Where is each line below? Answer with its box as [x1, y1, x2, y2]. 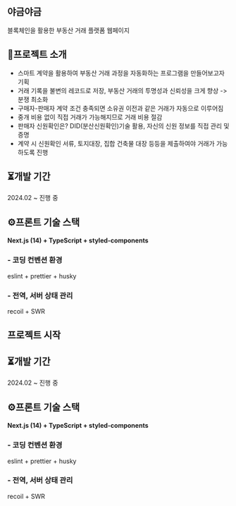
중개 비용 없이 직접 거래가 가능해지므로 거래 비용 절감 [17, 113, 163, 121]
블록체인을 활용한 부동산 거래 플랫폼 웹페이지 [7, 26, 130, 35]
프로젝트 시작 [7, 329, 61, 341]
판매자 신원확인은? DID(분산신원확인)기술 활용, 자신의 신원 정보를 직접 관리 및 [17, 121, 230, 130]
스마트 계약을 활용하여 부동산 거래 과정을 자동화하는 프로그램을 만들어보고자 [17, 68, 225, 77]
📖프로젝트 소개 [7, 49, 67, 61]
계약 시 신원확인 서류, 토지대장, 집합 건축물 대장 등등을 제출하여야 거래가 [17, 139, 215, 147]
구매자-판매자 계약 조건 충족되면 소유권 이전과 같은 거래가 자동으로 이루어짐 [17, 104, 224, 112]
